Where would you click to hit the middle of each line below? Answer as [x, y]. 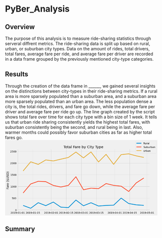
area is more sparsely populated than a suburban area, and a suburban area [81, 96]
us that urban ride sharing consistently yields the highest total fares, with [78, 122]
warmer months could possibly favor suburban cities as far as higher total [79, 132]
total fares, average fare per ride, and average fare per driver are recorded [79, 54]
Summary [20, 229]
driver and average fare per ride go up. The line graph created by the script [80, 111]
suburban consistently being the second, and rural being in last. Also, [74, 127]
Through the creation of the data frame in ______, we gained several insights [80, 86]
